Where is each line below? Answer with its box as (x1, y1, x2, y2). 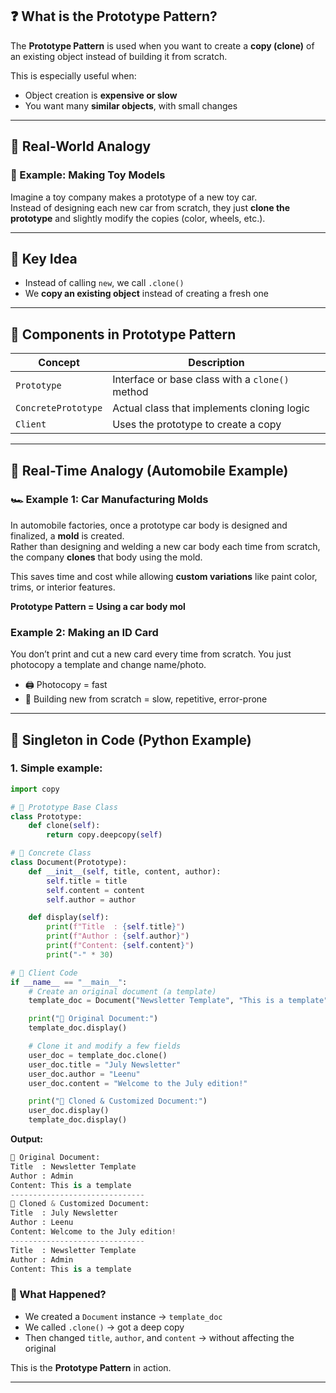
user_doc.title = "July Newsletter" (28, 1059, 182, 1070)
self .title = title (46, 876, 128, 886)
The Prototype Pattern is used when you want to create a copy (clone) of (10, 39, 315, 52)
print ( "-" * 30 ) (46, 949, 114, 960)
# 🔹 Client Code (10, 968, 78, 978)
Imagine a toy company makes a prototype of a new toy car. (10, 191, 258, 203)
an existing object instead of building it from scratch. (10, 50, 228, 62)
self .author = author (46, 894, 137, 905)
